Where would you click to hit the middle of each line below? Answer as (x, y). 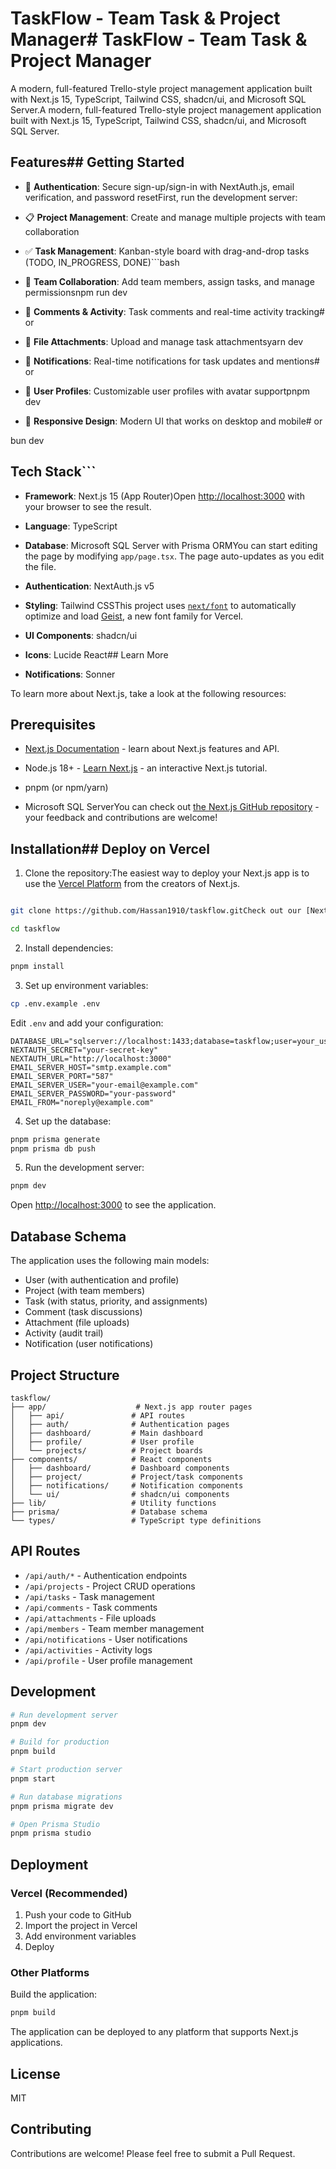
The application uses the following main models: (110, 1261)
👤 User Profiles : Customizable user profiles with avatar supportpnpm (167, 391)
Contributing (51, 2129)
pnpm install (37, 966)
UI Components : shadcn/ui (81, 635)
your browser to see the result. (88, 506)
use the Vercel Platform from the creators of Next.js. (132, 884)
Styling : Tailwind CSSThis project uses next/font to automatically (160, 605)
